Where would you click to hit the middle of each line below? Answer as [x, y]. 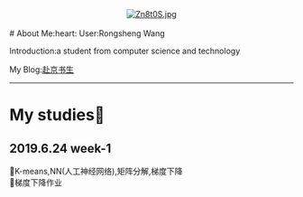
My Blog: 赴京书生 [42, 70]
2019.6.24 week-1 [60, 148]
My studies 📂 [57, 115]
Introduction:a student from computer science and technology [125, 51]
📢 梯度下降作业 [36, 183]
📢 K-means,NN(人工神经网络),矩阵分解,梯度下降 [96, 171]
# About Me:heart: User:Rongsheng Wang [87, 33]
